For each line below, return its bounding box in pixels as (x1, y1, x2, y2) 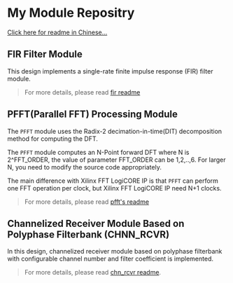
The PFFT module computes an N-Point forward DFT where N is (7, 148, 190, 156)
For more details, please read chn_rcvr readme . (24, 268, 162, 277)
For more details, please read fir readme (24, 88, 141, 96)
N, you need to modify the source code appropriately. (7, 163, 162, 171)
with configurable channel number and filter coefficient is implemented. (7, 254, 213, 263)
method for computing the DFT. (7, 134, 98, 143)
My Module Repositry (7, 5, 135, 21)
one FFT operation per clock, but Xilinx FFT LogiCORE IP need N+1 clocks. (7, 184, 222, 192)
